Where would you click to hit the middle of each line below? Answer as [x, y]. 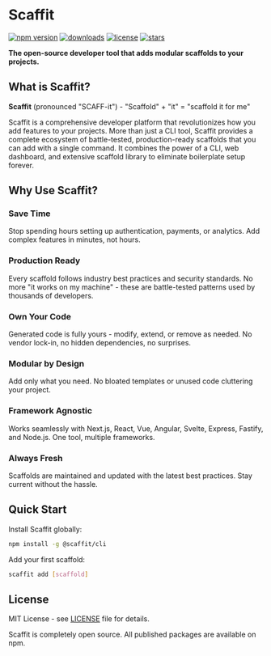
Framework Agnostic [51, 411]
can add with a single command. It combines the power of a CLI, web [124, 148]
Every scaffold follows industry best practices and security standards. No [131, 278]
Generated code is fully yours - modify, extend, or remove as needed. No [130, 334]
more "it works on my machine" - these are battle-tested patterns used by [132, 287]
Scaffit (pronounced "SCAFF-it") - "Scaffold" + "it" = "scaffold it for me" [129, 106]
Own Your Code [40, 316]
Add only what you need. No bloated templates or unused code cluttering [131, 381]
